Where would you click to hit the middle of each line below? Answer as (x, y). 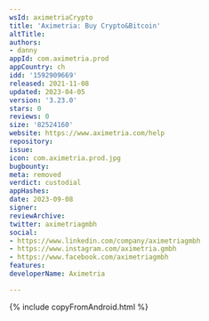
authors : (25, 42)
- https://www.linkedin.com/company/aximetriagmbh (105, 241)
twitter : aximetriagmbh (53, 224)
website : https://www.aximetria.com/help (87, 133)
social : (24, 232)
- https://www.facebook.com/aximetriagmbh (89, 257)
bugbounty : (29, 166)
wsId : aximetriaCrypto (51, 17)
